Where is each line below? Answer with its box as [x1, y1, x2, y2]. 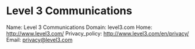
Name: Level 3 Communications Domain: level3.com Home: [6, 24, 153, 31]
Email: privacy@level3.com [6, 36, 73, 43]
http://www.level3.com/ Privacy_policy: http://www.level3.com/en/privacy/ [6, 30, 190, 37]
